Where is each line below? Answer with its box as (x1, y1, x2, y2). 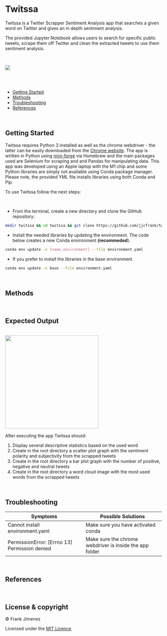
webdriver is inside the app (85, 541, 149, 548)
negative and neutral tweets (12, 464, 70, 469)
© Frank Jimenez (5, 616, 41, 622)
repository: (12, 213, 35, 219)
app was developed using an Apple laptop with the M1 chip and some (5, 163, 148, 169)
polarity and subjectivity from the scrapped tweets (12, 453, 116, 459)
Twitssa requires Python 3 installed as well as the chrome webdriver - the (5, 142, 156, 148)
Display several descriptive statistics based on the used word (12, 442, 138, 448)
